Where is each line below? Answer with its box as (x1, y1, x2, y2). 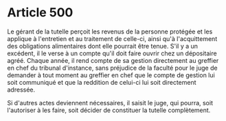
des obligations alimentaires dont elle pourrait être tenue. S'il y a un (7, 42, 198, 50)
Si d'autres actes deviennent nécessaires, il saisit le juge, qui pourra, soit (7, 98, 213, 107)
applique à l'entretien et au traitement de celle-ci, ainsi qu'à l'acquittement (7, 34, 218, 42)
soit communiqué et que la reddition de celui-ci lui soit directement (7, 78, 197, 86)
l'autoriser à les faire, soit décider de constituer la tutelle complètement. (7, 106, 211, 114)
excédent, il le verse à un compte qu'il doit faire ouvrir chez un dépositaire (7, 49, 218, 57)
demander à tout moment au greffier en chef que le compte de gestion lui (7, 70, 215, 79)
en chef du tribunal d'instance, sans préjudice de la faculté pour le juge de (7, 64, 218, 72)
